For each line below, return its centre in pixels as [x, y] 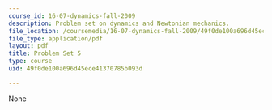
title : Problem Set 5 [45, 53]
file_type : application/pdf [56, 38]
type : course [30, 61]
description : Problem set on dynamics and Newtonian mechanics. [119, 23]
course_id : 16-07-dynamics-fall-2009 [72, 16]
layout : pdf [28, 46]
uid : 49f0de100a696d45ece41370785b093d [76, 69]
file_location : [34, 31]
